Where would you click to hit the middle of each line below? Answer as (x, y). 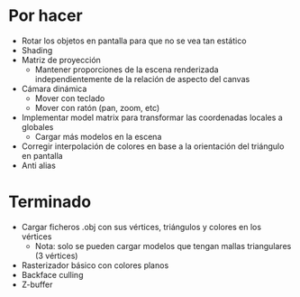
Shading (37, 50)
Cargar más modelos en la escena (98, 136)
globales (37, 126)
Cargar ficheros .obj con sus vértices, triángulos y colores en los (141, 227)
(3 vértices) (56, 255)
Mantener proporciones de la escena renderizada (127, 70)
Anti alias (38, 165)
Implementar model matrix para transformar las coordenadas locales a (152, 117)
